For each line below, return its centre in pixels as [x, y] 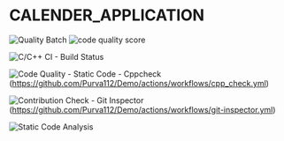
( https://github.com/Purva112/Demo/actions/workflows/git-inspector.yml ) [142, 109]
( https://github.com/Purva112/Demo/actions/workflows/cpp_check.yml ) [139, 83]
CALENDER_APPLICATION [107, 15]
